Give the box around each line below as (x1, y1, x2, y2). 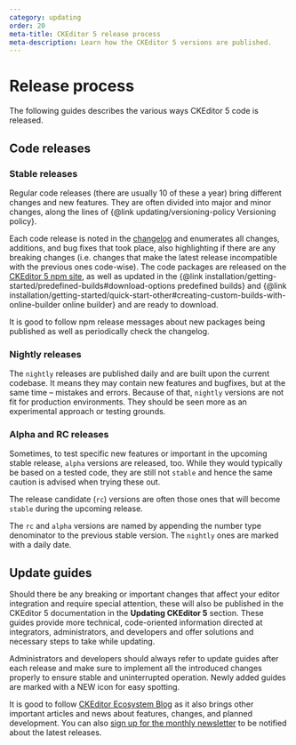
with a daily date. (9, 540, 72, 550)
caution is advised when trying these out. (9, 477, 161, 487)
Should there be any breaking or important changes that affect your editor (9, 589, 280, 600)
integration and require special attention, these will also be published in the (9, 598, 284, 609)
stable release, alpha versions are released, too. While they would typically (9, 458, 283, 469)
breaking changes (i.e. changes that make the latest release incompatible (9, 252, 278, 262)
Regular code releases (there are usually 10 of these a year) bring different (9, 188, 282, 198)
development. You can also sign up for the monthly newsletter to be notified (9, 717, 287, 729)
